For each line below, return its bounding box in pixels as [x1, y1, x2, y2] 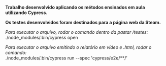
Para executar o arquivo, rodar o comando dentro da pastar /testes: [5, 29, 148, 35]
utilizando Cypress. [5, 10, 48, 16]
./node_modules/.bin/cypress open [5, 35, 79, 40]
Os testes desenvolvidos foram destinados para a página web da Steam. [5, 20, 161, 25]
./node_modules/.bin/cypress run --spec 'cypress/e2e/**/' [5, 55, 128, 61]
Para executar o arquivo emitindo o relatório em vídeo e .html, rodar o [5, 44, 152, 50]
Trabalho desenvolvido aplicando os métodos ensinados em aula [5, 5, 145, 10]
